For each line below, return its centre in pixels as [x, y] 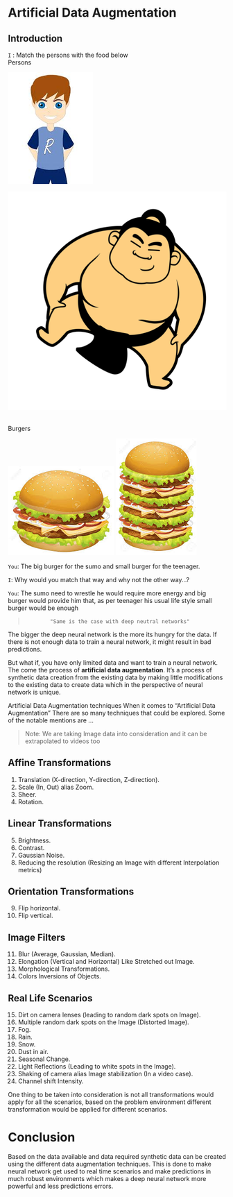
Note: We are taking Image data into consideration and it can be [116, 734]
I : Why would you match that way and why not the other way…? [99, 580]
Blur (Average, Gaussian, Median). [67, 954]
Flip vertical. [35, 916]
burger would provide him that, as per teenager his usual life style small [110, 601]
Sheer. [27, 794]
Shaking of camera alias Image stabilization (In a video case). [105, 1074]
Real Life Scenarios [50, 998]
